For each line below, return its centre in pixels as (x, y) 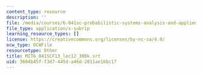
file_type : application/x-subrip (48, 28)
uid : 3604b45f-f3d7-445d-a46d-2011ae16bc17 (62, 61)
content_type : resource (36, 12)
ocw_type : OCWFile (29, 45)
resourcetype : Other (32, 51)
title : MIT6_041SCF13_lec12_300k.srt (54, 56)
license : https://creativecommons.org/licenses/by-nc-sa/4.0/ (86, 39)
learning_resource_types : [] (43, 34)
